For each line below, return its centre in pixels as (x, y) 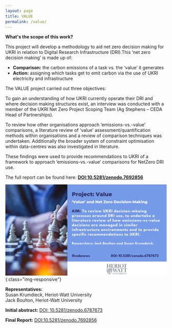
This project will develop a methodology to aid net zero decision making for (85, 47)
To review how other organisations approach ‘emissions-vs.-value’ (76, 125)
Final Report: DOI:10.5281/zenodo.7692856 (51, 320)
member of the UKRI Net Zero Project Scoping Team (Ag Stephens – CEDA (84, 109)
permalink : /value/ (26, 22)
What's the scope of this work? (39, 37)
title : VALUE (19, 16)
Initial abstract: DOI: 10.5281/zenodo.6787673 (54, 310)
